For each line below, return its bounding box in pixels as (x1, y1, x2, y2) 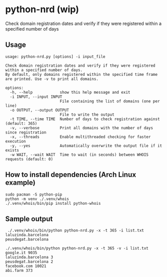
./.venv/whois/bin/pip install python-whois (5, 201, 101, 206)
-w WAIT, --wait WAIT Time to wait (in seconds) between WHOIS (10, 152, 149, 157)
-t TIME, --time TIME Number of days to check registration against (10, 116, 160, 122)
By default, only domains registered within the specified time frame (5, 72, 158, 77)
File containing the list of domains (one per (59, 98, 160, 104)
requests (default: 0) (5, 156, 53, 161)
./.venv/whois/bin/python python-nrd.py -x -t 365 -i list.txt (7, 228, 144, 233)
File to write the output (59, 112, 115, 117)
